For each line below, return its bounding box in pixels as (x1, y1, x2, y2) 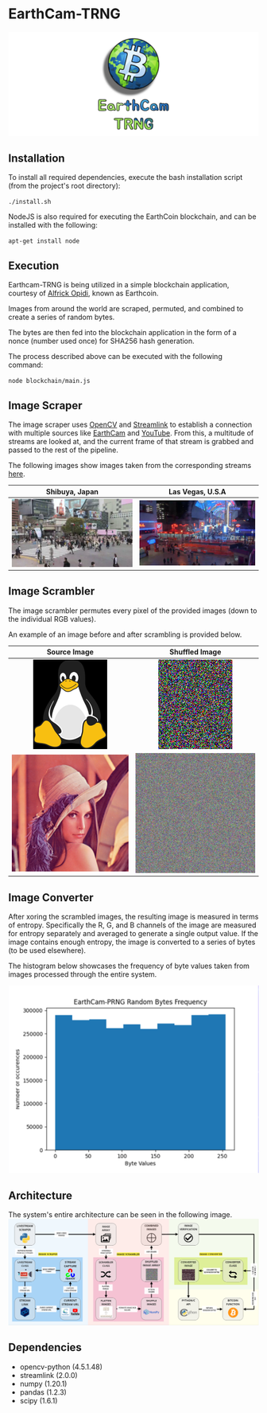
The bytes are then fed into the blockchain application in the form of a (8, 328, 237, 338)
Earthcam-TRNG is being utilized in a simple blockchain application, (8, 280, 230, 290)
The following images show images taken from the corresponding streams (8, 461, 252, 470)
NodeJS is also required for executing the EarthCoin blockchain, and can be (8, 212, 257, 221)
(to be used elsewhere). (8, 946, 86, 955)
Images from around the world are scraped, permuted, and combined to (8, 304, 244, 314)
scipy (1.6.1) (19, 1395, 58, 1405)
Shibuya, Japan (45, 486, 99, 496)
